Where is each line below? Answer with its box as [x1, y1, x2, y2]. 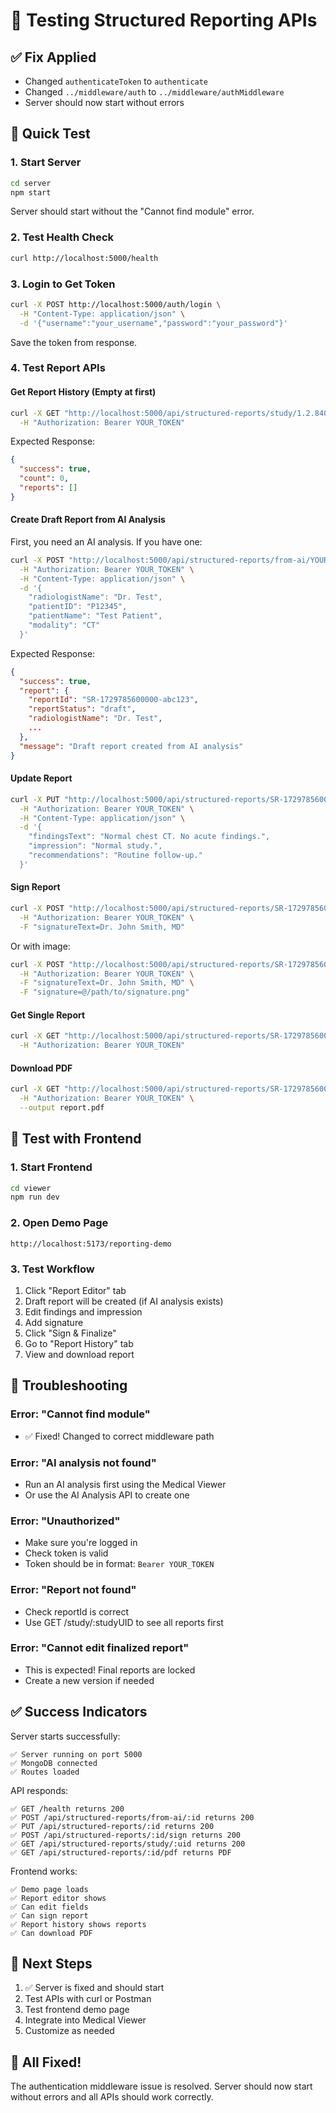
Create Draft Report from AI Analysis [10, 514, 166, 526]
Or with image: [10, 940, 71, 952]
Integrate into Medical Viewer [24, 2014, 147, 2026]
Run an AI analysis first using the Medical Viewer [24, 1478, 227, 1490]
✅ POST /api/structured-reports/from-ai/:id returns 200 [10, 1812, 255, 1823]
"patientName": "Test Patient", [28, 611, 163, 621]
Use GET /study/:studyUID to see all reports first [24, 1616, 224, 1628]
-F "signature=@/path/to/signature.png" [19, 987, 190, 998]
